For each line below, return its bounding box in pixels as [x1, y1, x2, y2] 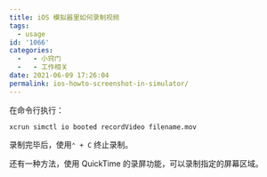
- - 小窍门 [17, 54, 61, 63]
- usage [17, 29, 46, 38]
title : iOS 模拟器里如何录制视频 [9, 12, 120, 22]
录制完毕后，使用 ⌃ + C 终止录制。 [9, 139, 133, 149]
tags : [9, 21, 29, 30]
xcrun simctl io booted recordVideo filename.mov [9, 122, 198, 132]
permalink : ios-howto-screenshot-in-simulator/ [9, 79, 190, 88]
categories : [9, 46, 53, 55]
